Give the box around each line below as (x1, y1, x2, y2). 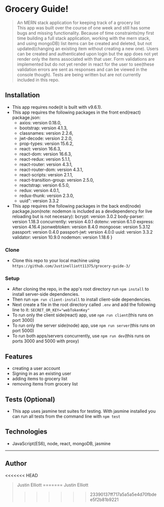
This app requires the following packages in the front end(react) (12, 109, 141, 115)
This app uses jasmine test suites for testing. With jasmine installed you (12, 408, 156, 414)
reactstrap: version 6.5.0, (19, 182, 70, 188)
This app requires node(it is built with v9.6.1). (12, 104, 102, 110)
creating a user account (12, 365, 60, 371)
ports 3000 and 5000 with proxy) (12, 338, 80, 344)
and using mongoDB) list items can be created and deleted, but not (17, 40, 152, 46)
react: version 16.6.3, (19, 145, 61, 151)
